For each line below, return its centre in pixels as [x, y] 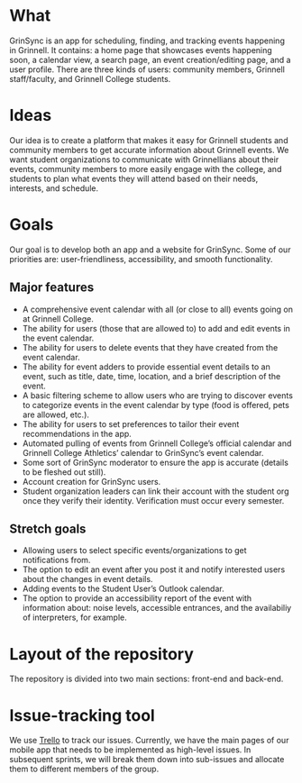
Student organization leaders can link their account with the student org [156, 491]
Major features [52, 288]
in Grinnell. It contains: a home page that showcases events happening [141, 50]
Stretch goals [48, 529]
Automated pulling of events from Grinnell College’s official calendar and [157, 443]
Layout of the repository [101, 654]
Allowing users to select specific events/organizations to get [134, 551]
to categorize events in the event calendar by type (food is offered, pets [156, 405]
